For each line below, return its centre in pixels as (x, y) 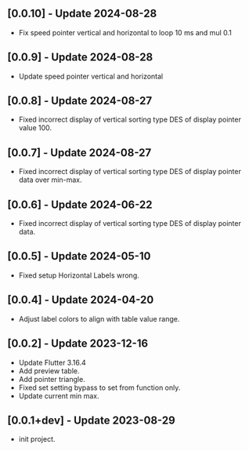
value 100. (35, 128)
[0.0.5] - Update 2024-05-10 (79, 256)
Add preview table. (49, 371)
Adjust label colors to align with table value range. (99, 318)
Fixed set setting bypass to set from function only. (99, 387)
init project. (37, 439)
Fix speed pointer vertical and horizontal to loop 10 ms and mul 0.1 (125, 32)
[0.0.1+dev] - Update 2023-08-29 (91, 420)
